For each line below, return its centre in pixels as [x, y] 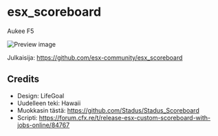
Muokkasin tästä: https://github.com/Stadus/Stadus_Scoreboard [108, 110]
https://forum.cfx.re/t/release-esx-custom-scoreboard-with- [125, 117]
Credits [23, 79]
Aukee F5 [21, 31]
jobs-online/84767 [43, 125]
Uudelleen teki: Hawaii [49, 103]
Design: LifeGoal [41, 95]
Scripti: [27, 117]
